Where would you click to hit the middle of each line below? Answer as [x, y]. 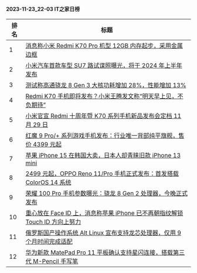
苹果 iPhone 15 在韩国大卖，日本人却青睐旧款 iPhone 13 [103, 155]
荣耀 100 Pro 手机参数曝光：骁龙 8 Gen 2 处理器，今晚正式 [107, 193]
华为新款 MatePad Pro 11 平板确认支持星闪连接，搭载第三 [105, 253]
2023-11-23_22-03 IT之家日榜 [43, 9]
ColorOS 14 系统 [48, 182]
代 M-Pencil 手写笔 [52, 261]
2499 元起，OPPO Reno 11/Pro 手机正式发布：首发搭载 [102, 174]
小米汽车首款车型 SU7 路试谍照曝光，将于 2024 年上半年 [104, 65]
